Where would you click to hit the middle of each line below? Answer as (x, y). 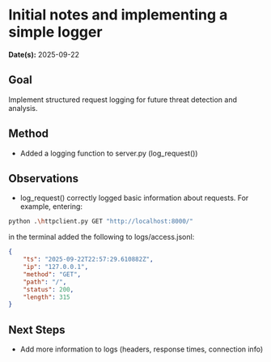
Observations (44, 179)
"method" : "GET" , (52, 274)
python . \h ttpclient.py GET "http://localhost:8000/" (101, 221)
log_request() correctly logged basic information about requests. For (134, 198)
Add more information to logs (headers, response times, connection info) (142, 349)
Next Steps (37, 330)
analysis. (23, 108)
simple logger (55, 32)
